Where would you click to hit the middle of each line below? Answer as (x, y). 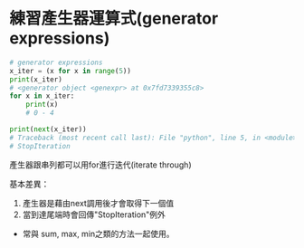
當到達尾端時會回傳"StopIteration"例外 (94, 215)
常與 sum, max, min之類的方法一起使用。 (98, 234)
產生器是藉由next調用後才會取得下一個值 (98, 203)
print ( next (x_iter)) (48, 129)
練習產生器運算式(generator (114, 19)
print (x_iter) (36, 79)
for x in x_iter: (42, 96)
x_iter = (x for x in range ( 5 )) (70, 71)
